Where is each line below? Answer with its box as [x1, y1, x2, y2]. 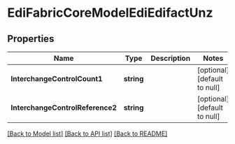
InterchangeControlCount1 [10, 74, 103, 83]
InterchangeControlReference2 [10, 103, 117, 113]
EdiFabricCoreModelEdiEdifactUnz [7, 5, 213, 21]
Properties [7, 33, 55, 45]
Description [150, 54, 191, 63]
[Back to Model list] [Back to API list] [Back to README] [7, 129, 168, 138]
